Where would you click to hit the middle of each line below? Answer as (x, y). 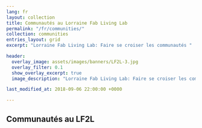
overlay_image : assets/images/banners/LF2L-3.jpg (75, 62)
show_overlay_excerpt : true (47, 73)
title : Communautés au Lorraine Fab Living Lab (67, 23)
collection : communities (37, 34)
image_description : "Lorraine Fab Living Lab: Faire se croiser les (99, 79)
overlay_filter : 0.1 (37, 67)
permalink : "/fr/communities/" (45, 29)
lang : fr (17, 12)
